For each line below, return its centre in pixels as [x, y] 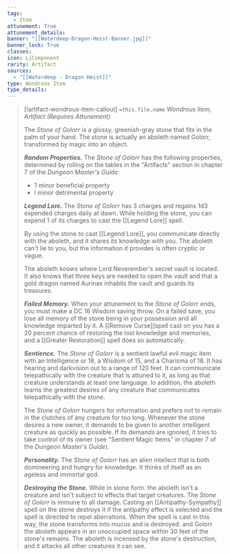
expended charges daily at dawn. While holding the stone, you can [118, 214]
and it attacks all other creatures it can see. [85, 546]
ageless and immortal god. [61, 475]
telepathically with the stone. [64, 397]
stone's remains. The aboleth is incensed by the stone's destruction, [120, 539]
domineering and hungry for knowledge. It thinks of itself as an [113, 467]
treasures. [38, 291]
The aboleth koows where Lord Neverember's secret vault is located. [121, 269]
